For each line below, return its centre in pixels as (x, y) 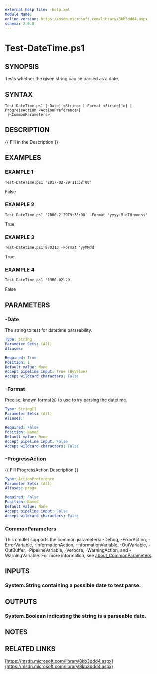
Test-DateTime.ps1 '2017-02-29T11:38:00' (49, 182)
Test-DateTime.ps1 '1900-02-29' (39, 280)
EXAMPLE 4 (20, 270)
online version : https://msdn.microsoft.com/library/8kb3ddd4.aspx (77, 19)
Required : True (21, 358)
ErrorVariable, (19, 545)
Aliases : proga (21, 488)
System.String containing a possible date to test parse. (73, 585)
